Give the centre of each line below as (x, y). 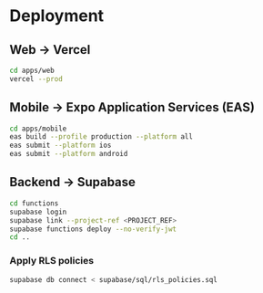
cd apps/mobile (38, 129)
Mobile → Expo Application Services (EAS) (132, 107)
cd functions (34, 203)
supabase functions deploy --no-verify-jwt (93, 229)
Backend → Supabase (73, 182)
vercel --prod (36, 78)
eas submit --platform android (69, 154)
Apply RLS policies (51, 261)
